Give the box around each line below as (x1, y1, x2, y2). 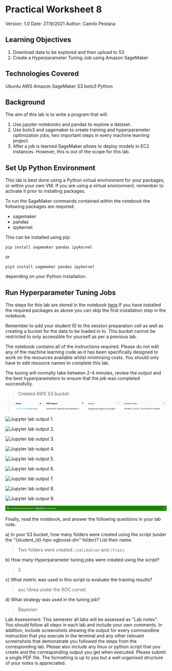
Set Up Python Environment (5, 163, 96, 172)
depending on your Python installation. (5, 273, 87, 280)
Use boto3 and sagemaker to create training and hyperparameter (12, 127, 150, 133)
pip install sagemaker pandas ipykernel (5, 245, 93, 250)
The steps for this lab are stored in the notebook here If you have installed (5, 302, 161, 308)
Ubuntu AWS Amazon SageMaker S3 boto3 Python (5, 83, 113, 89)
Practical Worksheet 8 (5, 4, 102, 15)
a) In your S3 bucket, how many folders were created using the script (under (5, 531, 167, 537)
